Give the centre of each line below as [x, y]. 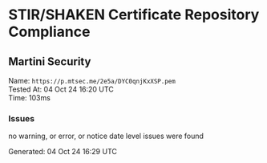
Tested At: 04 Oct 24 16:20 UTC [61, 89]
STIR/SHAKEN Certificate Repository [134, 15]
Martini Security [50, 61]
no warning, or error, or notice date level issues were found [106, 136]
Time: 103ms [29, 98]
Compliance [49, 32]
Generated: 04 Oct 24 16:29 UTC [63, 152]
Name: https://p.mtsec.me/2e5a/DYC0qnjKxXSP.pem [92, 81]
